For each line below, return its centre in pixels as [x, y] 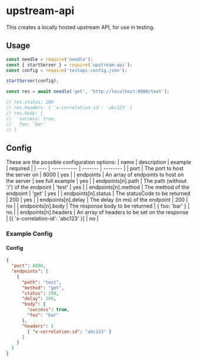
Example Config [29, 234]
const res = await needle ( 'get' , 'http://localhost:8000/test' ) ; [88, 92]
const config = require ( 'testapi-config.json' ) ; [67, 70]
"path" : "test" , [41, 282]
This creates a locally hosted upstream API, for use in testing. [80, 27]
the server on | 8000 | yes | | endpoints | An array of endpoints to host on [95, 175]
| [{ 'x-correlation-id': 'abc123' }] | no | [52, 219]
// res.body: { [25, 113]
